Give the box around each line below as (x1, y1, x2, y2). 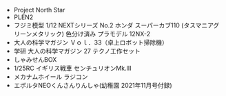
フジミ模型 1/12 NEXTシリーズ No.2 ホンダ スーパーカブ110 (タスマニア (13, 21, 214, 29)
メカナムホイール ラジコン (13, 73, 88, 81)
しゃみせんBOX (13, 56, 57, 64)
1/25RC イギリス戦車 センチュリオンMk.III (13, 64, 132, 72)
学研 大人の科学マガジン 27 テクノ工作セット (13, 47, 141, 55)
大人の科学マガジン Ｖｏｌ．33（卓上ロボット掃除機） (13, 38, 169, 47)
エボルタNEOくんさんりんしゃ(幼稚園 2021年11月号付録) (13, 82, 172, 89)
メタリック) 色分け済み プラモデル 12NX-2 (31, 30, 150, 38)
